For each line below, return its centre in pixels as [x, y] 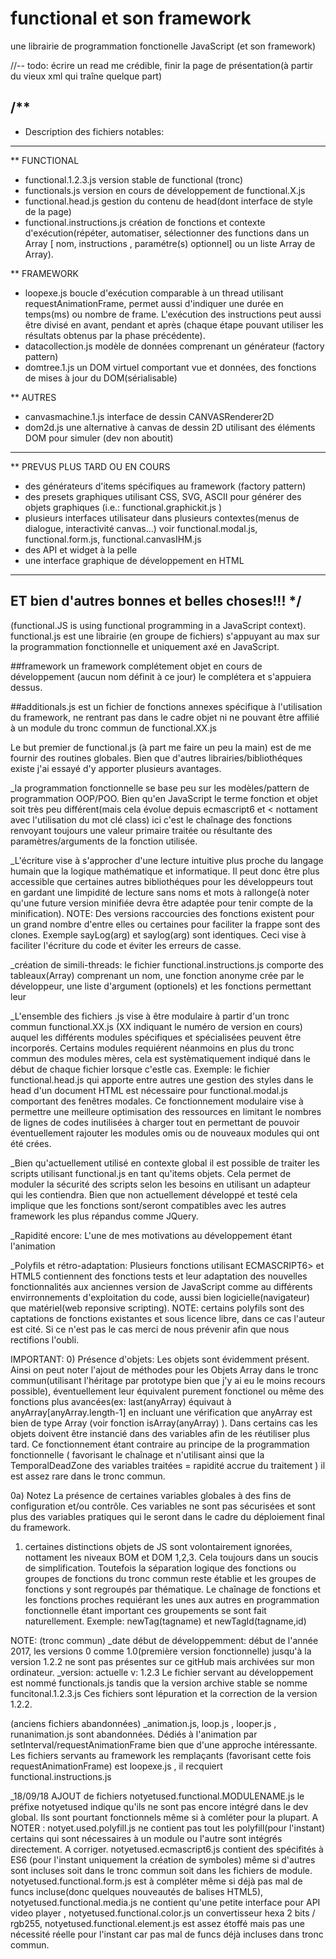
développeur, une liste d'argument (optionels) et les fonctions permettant [161, 986]
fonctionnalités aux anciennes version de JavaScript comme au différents [161, 1286]
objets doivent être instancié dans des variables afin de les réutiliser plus [160, 1433]
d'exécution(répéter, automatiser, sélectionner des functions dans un [167, 233]
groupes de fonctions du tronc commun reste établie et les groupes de [170, 1578]
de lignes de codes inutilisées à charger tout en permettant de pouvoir [155, 1122]
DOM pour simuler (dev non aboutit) [99, 438]
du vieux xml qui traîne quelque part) [86, 76]
